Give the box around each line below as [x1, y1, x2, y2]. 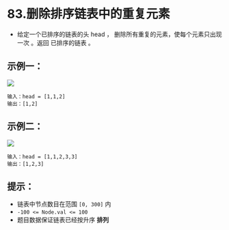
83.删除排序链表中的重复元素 [7, 6, 171, 22]
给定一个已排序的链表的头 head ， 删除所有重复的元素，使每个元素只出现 [16, 30, 222, 38]
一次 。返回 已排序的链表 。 [16, 38, 94, 46]
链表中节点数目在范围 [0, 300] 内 [16, 200, 111, 208]
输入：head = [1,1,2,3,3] [7, 153, 78, 160]
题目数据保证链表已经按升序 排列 [16, 216, 109, 224]
